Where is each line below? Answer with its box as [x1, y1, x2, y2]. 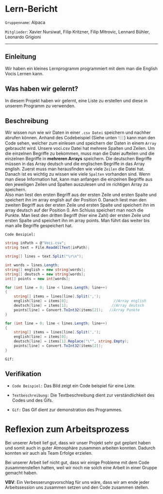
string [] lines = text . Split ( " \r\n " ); [5, 254, 83, 259]
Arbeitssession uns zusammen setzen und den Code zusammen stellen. [5, 484, 149, 490]
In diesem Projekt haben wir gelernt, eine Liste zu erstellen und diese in [5, 98, 148, 103]
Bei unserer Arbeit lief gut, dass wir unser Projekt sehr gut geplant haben [5, 440, 151, 445]
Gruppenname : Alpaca [5, 19, 46, 25]
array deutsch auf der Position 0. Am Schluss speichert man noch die [5, 207, 144, 213]
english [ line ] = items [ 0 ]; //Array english [14, 298, 147, 304]
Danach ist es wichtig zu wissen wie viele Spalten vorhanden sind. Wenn [5, 171, 150, 177]
